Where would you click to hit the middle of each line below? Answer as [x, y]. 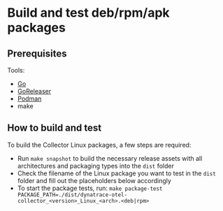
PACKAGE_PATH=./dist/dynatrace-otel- [72, 195]
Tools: [16, 70]
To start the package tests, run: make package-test [90, 188]
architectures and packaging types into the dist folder [96, 166]
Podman [29, 99]
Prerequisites [37, 53]
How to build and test [55, 128]
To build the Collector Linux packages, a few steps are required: [99, 145]
